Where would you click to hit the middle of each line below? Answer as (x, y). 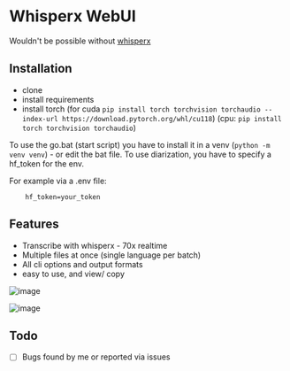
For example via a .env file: (58, 181)
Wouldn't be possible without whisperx (80, 41)
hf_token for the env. (47, 163)
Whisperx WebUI (73, 16)
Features (34, 224)
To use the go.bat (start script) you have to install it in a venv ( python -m (140, 144)
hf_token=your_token (63, 197)
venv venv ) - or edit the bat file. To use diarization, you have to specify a (141, 154)
